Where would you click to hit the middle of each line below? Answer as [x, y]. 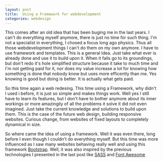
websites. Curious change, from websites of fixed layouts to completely [77, 119]
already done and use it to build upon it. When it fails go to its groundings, [79, 58]
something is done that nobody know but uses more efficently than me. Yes [81, 74]
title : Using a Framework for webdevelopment [53, 14]
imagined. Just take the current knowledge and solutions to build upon [76, 109]
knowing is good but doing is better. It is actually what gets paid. [70, 79]
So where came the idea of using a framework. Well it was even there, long [80, 134]
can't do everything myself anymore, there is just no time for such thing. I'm [81, 37]
